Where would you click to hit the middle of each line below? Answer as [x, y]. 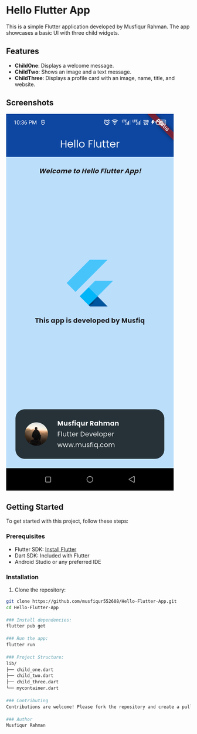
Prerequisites [26, 536]
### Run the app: [27, 639]
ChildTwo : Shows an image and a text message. [73, 72]
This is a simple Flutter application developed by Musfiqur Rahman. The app [98, 26]
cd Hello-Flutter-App [33, 607]
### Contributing [27, 700]
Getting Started [35, 507]
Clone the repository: [40, 590]
